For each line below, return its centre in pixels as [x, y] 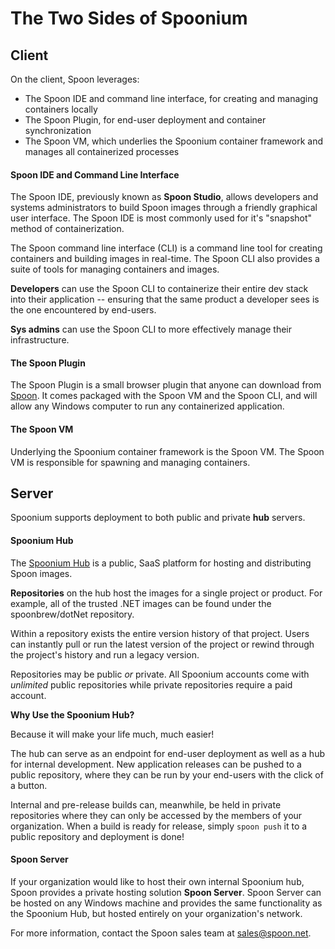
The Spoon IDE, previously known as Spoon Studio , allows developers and [164, 197]
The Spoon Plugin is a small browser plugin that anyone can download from [166, 385]
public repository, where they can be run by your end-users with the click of [167, 774]
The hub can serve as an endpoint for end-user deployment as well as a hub [167, 753]
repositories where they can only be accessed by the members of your [156, 815]
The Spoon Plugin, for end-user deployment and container [145, 120]
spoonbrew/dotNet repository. [72, 614]
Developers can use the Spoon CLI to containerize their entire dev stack [159, 289]
